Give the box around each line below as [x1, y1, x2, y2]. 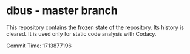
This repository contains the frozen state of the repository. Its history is [6, 24, 184, 31]
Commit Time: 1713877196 [6, 42, 72, 49]
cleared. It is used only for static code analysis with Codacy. [6, 30, 157, 37]
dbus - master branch [6, 4, 118, 18]
